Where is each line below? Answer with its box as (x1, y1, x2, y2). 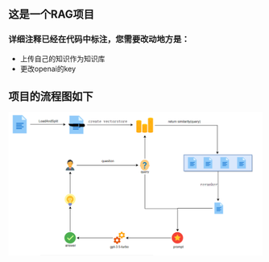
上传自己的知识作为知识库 (19, 53, 106, 63)
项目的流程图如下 (8, 89, 93, 103)
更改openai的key (19, 64, 77, 73)
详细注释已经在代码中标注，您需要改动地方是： (8, 34, 190, 45)
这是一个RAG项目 (8, 7, 95, 22)
